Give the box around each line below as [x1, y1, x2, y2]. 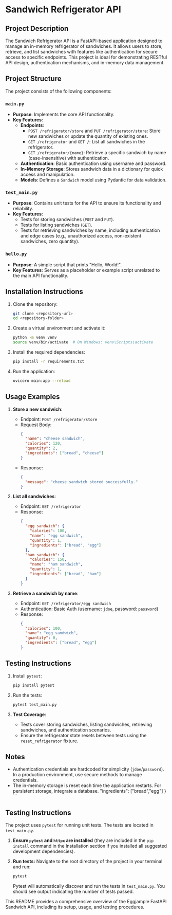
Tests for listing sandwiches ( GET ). [20, 222, 92, 228]
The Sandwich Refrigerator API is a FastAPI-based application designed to [5, 38, 163, 44]
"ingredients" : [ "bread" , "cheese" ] [25, 451, 104, 456]
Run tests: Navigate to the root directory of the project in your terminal [12, 858, 163, 865]
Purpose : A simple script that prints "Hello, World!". [12, 261, 122, 268]
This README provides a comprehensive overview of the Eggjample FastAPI [5, 899, 167, 905]
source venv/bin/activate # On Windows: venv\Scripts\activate [12, 340, 154, 345]
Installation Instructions [5, 287, 84, 296]
